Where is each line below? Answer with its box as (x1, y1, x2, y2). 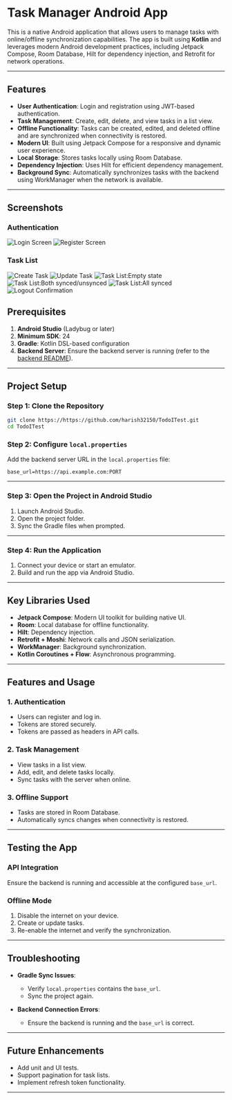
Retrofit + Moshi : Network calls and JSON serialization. (17, 635, 176, 644)
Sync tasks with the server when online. (17, 775, 131, 783)
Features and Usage (7, 676, 95, 689)
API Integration (7, 863, 59, 873)
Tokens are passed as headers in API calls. (17, 727, 139, 736)
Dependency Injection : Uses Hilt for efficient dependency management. (17, 160, 224, 169)
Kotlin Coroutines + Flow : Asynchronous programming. (17, 650, 176, 658)
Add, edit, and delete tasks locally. (17, 767, 115, 776)
